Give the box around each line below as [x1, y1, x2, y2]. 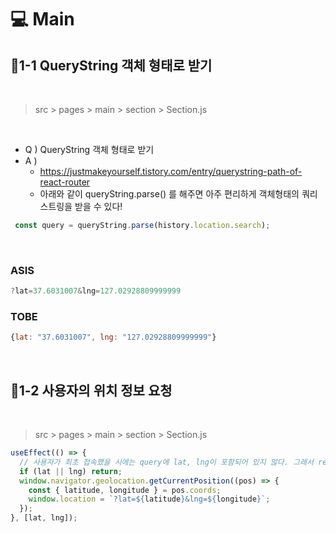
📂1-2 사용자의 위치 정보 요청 [10, 382, 173, 399]
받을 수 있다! [74, 201, 123, 212]
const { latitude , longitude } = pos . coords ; [28, 485, 222, 495]
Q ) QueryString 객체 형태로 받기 [24, 144, 155, 155]
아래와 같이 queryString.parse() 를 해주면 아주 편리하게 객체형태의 [39, 188, 300, 200]
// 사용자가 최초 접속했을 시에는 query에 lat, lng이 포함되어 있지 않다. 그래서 [19, 457, 314, 467]
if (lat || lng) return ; [19, 466, 123, 476]
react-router [39, 176, 91, 188]
